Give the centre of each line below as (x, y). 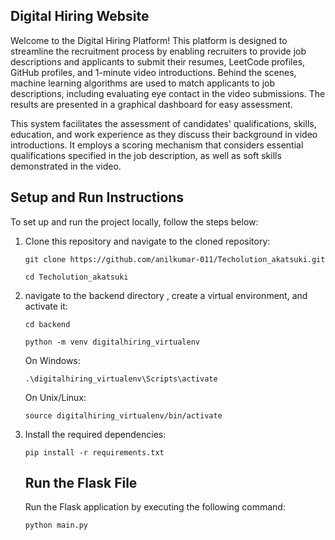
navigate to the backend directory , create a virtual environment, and (166, 295)
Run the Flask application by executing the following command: (155, 507)
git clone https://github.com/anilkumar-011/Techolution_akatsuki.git (175, 259)
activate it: (46, 306)
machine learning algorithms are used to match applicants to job (142, 83)
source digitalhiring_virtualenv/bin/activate (123, 415)
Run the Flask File (81, 483)
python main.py (56, 525)
